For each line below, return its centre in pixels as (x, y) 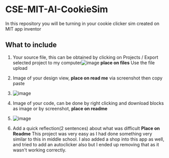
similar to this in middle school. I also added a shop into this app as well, (88, 139)
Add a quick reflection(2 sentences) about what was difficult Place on (86, 128)
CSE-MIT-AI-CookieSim (57, 9)
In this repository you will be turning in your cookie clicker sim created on (82, 23)
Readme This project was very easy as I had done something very (82, 134)
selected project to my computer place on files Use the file (83, 63)
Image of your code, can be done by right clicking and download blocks (88, 103)
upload (20, 68)
